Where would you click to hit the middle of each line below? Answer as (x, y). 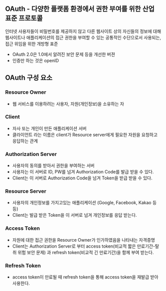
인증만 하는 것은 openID (36, 60)
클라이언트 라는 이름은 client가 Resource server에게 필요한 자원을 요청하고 (85, 135)
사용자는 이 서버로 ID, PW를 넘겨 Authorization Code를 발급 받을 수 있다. (83, 172)
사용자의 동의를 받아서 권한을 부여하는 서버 (54, 165)
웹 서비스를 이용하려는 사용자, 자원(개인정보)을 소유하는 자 (68, 104)
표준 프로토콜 (24, 18)
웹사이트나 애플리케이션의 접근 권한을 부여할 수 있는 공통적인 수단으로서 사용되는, (83, 37)
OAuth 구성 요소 (29, 78)
